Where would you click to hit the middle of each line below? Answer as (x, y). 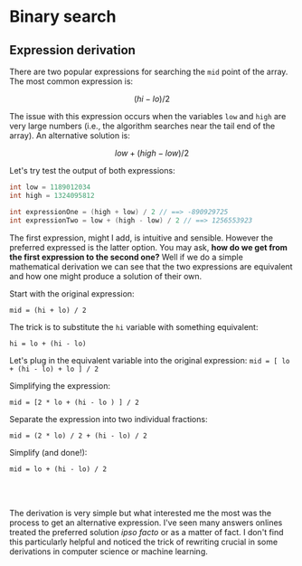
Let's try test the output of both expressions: (92, 170)
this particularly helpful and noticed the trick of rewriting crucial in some (144, 542)
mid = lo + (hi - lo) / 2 (58, 469)
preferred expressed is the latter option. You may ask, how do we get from (148, 247)
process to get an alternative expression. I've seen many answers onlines (146, 523)
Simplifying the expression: (60, 385)
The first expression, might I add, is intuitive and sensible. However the (142, 238)
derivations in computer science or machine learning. (109, 551)
